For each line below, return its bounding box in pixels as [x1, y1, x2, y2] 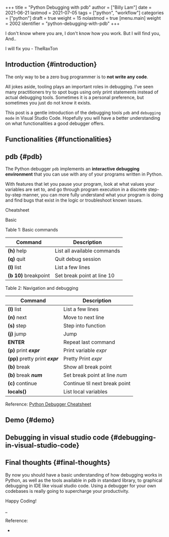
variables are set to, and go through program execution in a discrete [5, 186, 147, 192]
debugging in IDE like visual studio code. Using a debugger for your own [5, 482, 156, 489]
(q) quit [8, 256, 26, 263]
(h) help [8, 247, 27, 254]
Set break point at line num [63, 372, 128, 379]
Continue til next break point [63, 380, 131, 387]
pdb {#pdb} [5, 152, 43, 161]
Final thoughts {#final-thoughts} [5, 458, 111, 467]
